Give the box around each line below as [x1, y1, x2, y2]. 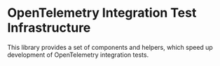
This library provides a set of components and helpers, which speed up [7, 43, 214, 51]
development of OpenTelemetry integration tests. [7, 51, 149, 59]
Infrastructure [7, 20, 91, 36]
